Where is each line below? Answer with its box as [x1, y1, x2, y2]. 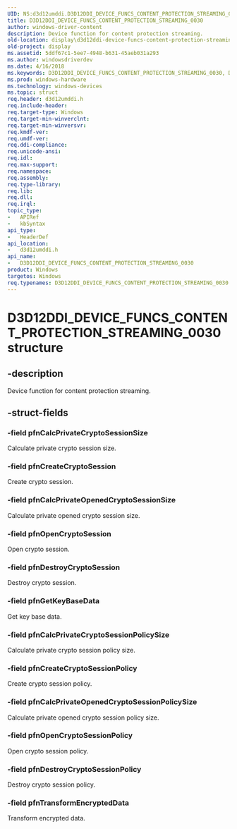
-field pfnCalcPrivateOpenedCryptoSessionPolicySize [7, 697, 197, 707]
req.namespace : [7, 167, 52, 175]
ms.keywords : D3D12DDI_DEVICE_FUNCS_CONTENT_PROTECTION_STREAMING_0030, [7, 69, 226, 76]
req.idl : [7, 155, 33, 162]
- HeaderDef [7, 234, 49, 241]
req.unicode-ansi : [7, 148, 61, 155]
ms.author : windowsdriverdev [7, 56, 93, 63]
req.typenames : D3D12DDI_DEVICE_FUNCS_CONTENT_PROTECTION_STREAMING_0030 [7, 279, 229, 286]
